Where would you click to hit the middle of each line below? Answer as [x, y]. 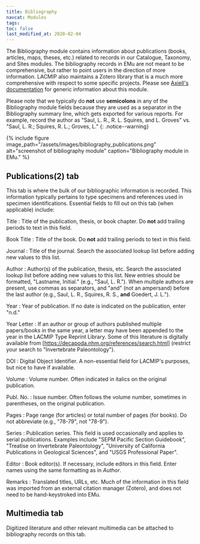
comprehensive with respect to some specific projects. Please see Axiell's [98, 83]
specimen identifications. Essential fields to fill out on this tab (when [90, 203]
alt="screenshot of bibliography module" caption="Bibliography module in [98, 151]
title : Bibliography [32, 12]
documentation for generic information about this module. [77, 89]
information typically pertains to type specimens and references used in [95, 197]
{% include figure [28, 138]
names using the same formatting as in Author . [64, 470]
